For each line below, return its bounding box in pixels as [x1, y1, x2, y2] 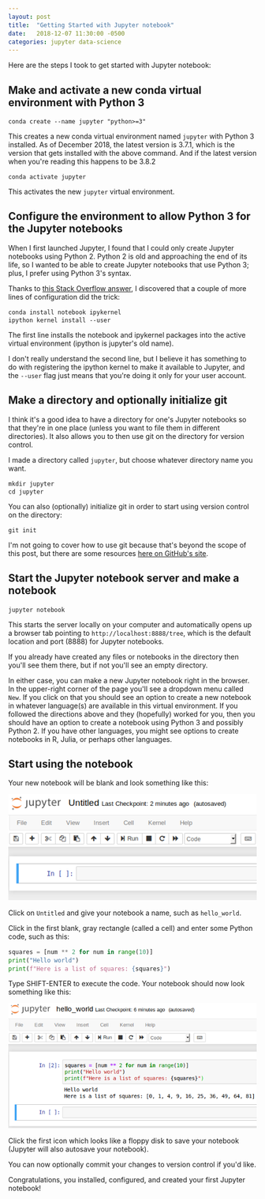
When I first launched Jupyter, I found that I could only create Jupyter [8, 243, 234, 252]
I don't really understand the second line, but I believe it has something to [8, 354, 247, 363]
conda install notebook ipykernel [8, 308, 122, 316]
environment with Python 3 [8, 96, 145, 109]
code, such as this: [8, 932, 69, 941]
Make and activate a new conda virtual [8, 83, 202, 96]
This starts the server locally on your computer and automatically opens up [8, 619, 252, 629]
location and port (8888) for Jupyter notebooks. [8, 637, 164, 646]
